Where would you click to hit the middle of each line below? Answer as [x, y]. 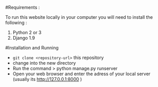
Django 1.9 [24, 38]
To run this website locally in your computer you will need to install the [79, 17]
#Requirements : [22, 7]
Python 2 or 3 [27, 32]
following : [16, 23]
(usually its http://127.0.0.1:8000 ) [47, 79]
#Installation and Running [32, 48]
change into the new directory [44, 63]
